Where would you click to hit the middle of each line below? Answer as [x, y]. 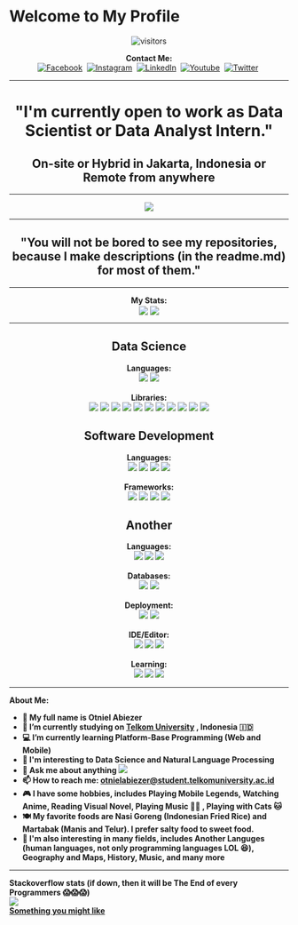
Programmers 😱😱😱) [50, 893]
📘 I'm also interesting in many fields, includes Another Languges [143, 839]
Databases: [149, 576]
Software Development [149, 436]
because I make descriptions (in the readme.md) [149, 256]
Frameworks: [149, 487]
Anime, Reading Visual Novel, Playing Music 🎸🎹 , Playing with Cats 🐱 [152, 807]
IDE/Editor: [149, 635]
